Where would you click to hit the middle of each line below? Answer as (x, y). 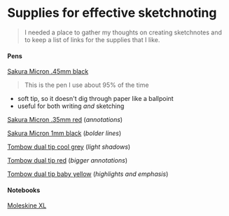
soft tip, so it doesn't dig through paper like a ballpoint (95, 99)
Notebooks (24, 190)
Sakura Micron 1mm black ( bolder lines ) (64, 133)
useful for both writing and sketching (71, 106)
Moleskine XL (27, 205)
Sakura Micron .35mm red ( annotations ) (65, 120)
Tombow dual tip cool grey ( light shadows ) (69, 147)
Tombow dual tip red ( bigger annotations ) (68, 161)
